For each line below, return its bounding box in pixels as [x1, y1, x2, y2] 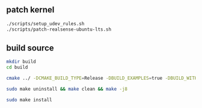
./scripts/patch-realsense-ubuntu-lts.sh [6, 26, 112, 32]
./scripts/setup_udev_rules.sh [6, 20, 85, 26]
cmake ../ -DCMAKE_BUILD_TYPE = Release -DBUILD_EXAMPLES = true [6, 75, 163, 82]
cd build [6, 64, 28, 71]
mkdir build [6, 59, 36, 65]
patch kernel [6, 5, 55, 15]
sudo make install [6, 97, 52, 103]
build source [6, 43, 54, 53]
